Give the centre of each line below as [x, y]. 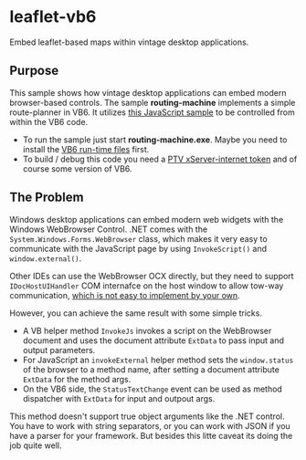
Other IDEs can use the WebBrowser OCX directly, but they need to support [152, 276]
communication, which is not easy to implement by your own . [125, 295]
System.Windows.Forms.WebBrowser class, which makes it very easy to [138, 238]
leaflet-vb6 [53, 17]
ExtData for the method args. [77, 379]
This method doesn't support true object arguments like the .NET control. [147, 416]
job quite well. [36, 445]
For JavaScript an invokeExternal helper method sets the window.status [158, 360]
